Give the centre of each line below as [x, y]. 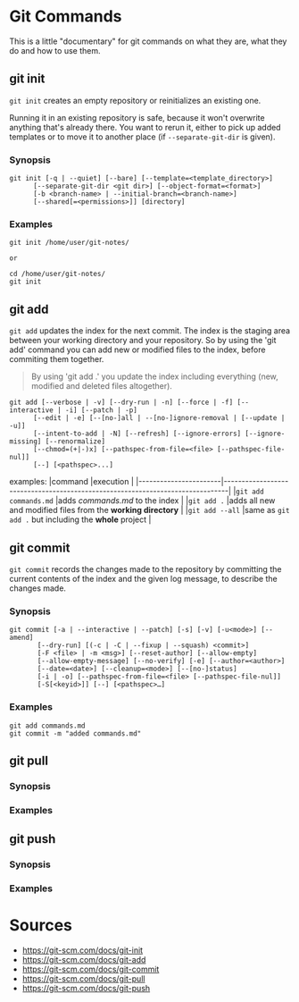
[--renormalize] [75, 442]
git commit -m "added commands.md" [75, 733]
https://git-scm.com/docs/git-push [86, 988]
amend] [21, 638]
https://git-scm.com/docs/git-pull [83, 978]
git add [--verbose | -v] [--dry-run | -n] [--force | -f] [121, 403]
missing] [25, 442]
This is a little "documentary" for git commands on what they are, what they [148, 41]
